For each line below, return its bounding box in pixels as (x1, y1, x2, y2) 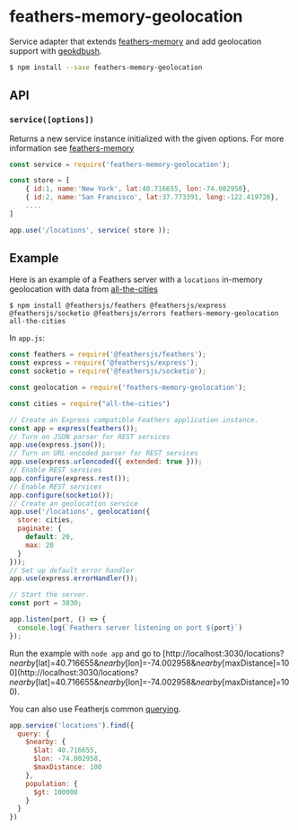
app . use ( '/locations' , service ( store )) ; (9, 225, 171, 234)
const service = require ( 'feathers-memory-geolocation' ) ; (9, 160, 231, 169)
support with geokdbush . (9, 45, 102, 56)
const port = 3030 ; (9, 599, 83, 608)
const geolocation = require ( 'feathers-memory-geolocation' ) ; (9, 384, 247, 393)
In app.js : (9, 332, 45, 343)
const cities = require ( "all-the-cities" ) (9, 399, 171, 408)
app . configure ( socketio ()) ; (9, 490, 115, 499)
